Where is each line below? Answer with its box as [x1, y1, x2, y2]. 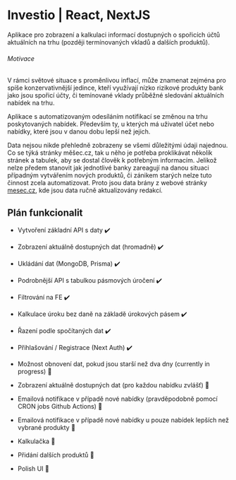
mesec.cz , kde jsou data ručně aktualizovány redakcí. [7, 186, 163, 194]
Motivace [7, 54, 35, 63]
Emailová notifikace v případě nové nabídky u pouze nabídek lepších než [17, 416, 229, 424]
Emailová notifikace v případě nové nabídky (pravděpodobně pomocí [17, 394, 218, 403]
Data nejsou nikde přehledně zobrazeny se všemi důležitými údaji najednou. [7, 141, 228, 150]
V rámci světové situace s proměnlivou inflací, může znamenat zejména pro [7, 76, 227, 85]
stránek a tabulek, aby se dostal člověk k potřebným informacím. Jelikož [7, 156, 217, 165]
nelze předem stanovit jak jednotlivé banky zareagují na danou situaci [7, 163, 209, 172]
